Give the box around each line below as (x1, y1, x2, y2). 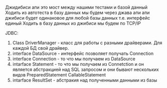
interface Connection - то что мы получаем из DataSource (12, 56, 135, 62)
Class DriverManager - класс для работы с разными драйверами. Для (12, 40, 162, 46)
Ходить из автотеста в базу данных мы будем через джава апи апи (5, 10, 150, 16)
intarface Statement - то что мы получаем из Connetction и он (12, 61, 144, 67)
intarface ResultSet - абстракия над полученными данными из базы (12, 77, 157, 83)
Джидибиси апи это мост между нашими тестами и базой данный (5, 5, 148, 10)
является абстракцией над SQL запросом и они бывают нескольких (12, 66, 159, 72)
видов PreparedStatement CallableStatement (12, 72, 106, 77)
